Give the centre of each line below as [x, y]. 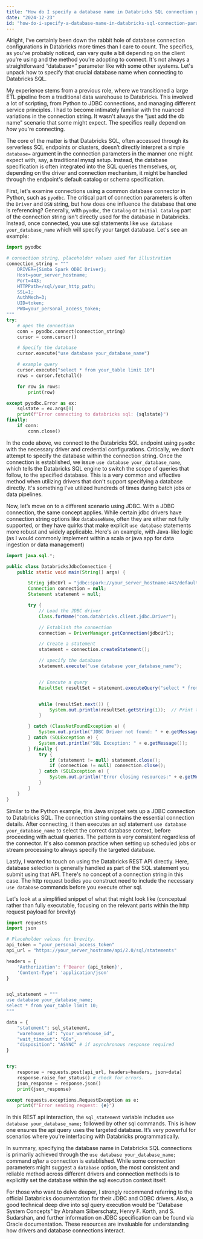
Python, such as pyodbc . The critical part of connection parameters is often [99, 198]
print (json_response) [44, 1089]
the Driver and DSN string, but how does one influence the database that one [101, 204]
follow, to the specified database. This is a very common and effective [94, 475]
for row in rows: [39, 387]
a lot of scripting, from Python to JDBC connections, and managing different [101, 103]
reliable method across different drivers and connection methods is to [93, 1174]
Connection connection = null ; [67, 589]
